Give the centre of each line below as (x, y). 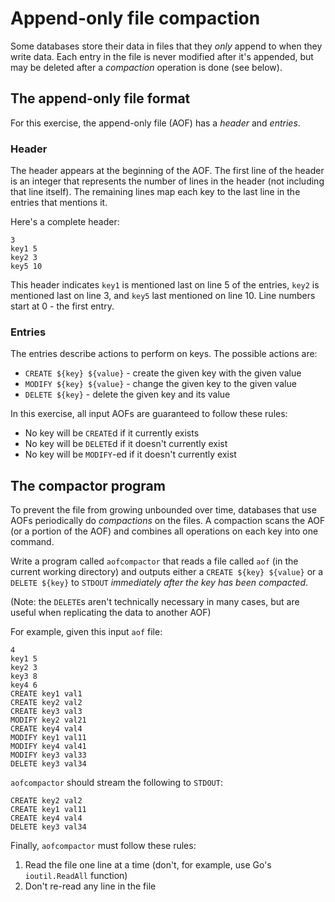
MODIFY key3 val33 (48, 755)
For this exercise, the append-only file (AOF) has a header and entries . (155, 123)
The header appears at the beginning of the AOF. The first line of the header (167, 171)
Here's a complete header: (65, 222)
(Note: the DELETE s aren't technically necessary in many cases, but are (155, 602)
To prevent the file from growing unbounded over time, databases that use (163, 510)
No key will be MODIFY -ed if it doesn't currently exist (130, 454)
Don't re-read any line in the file (90, 886)
